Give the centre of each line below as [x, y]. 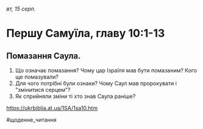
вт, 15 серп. [21, 9]
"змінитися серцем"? [43, 90]
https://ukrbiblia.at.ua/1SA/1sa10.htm [52, 108]
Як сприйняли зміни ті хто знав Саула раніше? [75, 96]
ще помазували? [37, 77]
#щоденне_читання [31, 120]
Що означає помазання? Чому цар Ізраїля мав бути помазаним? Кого [106, 70]
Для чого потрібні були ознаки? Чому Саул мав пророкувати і [96, 83]
